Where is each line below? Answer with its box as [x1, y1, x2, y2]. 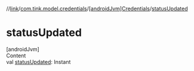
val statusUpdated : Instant [6, 58, 71, 65]
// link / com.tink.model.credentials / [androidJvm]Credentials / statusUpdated [6, 5, 188, 12]
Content [6, 52, 26, 59]
